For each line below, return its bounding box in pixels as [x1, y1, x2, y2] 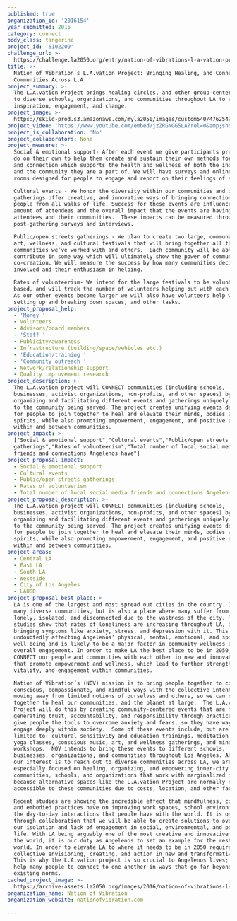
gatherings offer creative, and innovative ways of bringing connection [13, 194, 232, 202]
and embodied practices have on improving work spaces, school [13, 804, 203, 811]
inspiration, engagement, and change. [13, 103, 128, 110]
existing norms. [13, 870, 61, 877]
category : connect [7, 30, 61, 37]
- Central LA [13, 555, 52, 562]
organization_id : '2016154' [7, 17, 90, 24]
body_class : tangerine [7, 37, 74, 44]
